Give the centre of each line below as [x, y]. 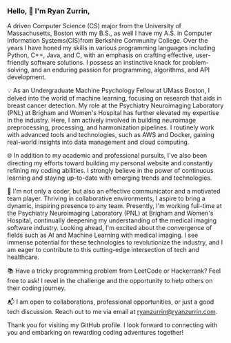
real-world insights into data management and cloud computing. [98, 142]
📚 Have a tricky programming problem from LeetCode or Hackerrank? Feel [114, 271]
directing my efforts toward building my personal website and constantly [110, 163]
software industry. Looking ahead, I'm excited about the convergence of [110, 228]
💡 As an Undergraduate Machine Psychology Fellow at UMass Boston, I [109, 91]
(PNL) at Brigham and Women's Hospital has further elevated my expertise [113, 113]
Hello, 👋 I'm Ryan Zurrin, [49, 11]
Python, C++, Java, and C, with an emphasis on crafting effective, [101, 55]
